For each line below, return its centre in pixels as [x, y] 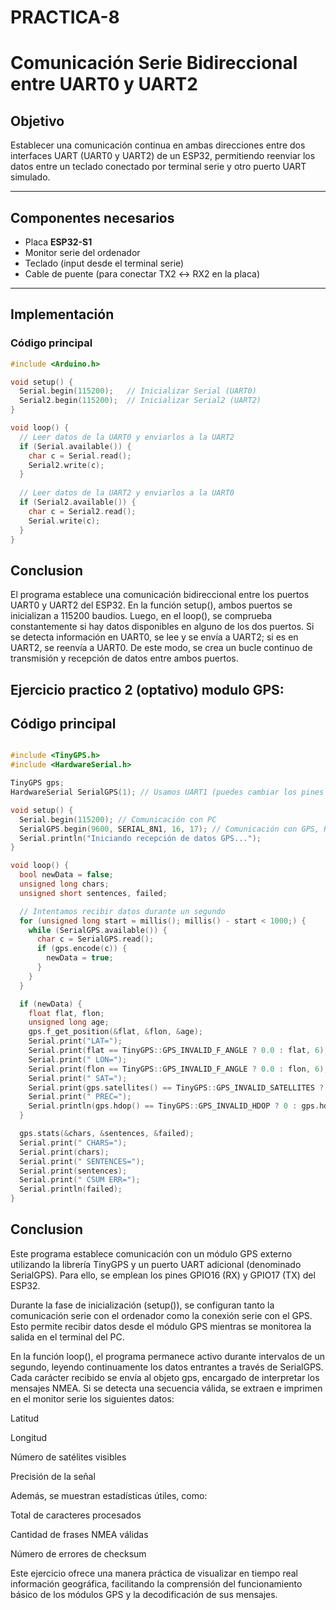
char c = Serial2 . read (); [82, 511]
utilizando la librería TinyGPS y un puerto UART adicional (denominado [156, 1264]
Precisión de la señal [53, 1476]
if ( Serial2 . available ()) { [78, 502]
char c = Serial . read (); [80, 456]
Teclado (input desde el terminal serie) [104, 263]
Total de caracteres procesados [76, 1515]
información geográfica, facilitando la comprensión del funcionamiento [156, 1583]
